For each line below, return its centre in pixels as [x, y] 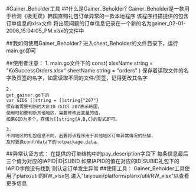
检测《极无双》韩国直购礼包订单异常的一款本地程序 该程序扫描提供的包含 [100, 16]
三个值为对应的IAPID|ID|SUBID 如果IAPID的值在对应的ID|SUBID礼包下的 [93, 161]
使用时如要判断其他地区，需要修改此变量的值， [55, 113]
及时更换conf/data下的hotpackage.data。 [53, 142]
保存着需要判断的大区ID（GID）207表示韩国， [54, 107]
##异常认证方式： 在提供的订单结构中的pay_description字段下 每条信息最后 [97, 154]
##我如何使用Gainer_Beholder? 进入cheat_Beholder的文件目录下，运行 [92, 43]
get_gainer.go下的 [28, 95]
